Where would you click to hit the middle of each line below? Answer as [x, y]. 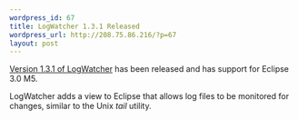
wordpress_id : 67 [42, 18]
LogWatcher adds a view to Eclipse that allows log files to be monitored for [149, 96]
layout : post [34, 43]
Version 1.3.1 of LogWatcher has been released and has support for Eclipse [149, 69]
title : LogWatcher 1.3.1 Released [75, 26]
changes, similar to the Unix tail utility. [80, 106]
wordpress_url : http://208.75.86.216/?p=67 [93, 35]
